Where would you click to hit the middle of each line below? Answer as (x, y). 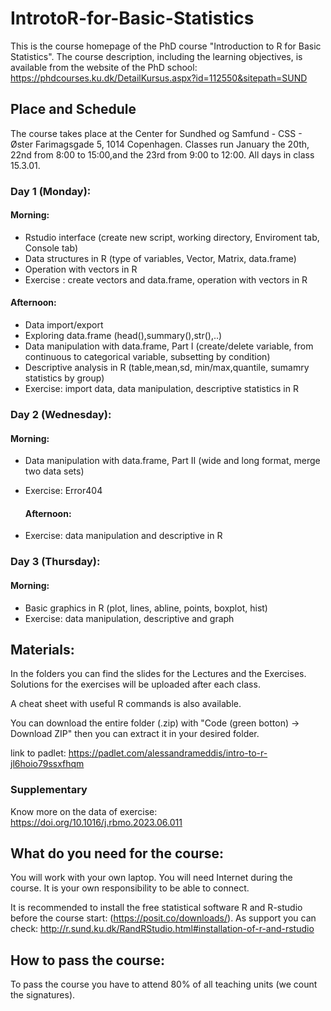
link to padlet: (38, 753)
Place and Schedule (73, 109)
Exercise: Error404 (63, 491)
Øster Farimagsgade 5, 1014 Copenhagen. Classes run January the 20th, (160, 144)
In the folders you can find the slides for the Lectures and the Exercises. (158, 674)
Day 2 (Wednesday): (61, 414)
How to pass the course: (88, 960)
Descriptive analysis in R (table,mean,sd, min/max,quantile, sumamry (167, 368)
